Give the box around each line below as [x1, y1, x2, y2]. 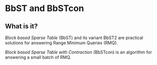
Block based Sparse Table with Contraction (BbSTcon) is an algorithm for [5, 49, 152, 55]
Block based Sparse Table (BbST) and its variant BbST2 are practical [5, 35, 143, 40]
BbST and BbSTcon [5, 3, 84, 14]
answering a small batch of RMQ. [5, 54, 71, 60]
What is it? [5, 22, 38, 30]
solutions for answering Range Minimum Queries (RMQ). [5, 40, 118, 46]
